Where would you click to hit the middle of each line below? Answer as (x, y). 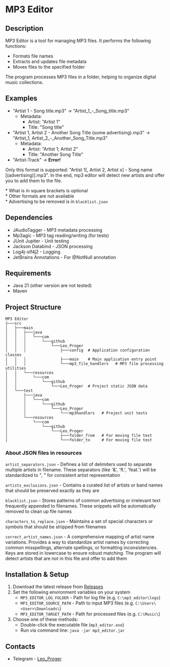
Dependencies (29, 218)
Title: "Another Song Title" (56, 154)
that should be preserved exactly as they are (52, 490)
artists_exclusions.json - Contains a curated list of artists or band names (84, 485)
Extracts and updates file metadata (50, 62)
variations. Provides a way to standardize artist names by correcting (77, 542)
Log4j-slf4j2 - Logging (36, 252)
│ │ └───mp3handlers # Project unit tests (76, 413)
